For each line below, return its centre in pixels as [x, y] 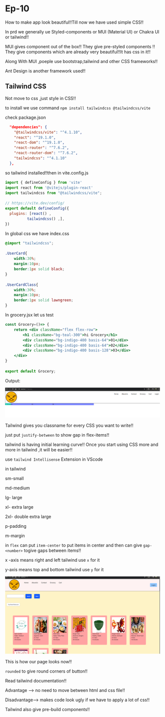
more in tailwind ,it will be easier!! [39, 450]
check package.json [26, 117]
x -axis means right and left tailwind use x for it [53, 560]
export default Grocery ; [30, 371]
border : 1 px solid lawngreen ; [44, 300]
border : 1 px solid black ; [39, 269]
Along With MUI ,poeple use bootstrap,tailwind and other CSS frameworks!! [82, 61]
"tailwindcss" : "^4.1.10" [41, 158]
